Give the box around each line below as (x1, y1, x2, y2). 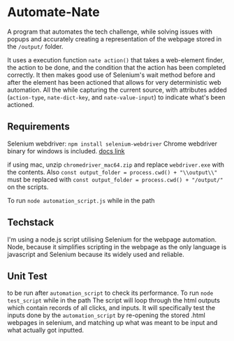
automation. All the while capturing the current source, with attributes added (7, 85, 227, 94)
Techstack (7, 216, 54, 228)
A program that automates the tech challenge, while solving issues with (7, 27, 213, 36)
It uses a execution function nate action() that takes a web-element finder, (7, 55, 225, 64)
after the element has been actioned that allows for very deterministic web (7, 78, 221, 86)
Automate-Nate (7, 4, 100, 20)
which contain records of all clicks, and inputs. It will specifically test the (7, 304, 215, 312)
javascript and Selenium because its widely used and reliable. (7, 250, 184, 258)
